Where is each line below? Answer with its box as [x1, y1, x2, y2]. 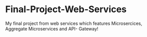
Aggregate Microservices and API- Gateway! [5, 25, 99, 31]
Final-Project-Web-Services [5, 4, 127, 15]
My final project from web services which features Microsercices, [5, 20, 142, 26]
